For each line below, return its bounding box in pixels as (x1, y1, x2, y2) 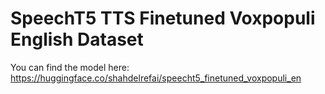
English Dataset (10, 28, 144, 51)
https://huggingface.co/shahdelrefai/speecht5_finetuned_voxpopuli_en (10, 72, 302, 84)
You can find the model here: (10, 61, 130, 73)
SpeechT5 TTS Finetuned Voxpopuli (10, 7, 316, 30)
